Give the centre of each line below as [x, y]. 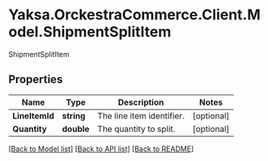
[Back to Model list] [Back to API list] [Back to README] [101, 149]
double [76, 129]
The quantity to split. [136, 129]
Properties [36, 79]
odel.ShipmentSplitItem [90, 32]
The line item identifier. [140, 116]
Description [141, 102]
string [74, 116]
